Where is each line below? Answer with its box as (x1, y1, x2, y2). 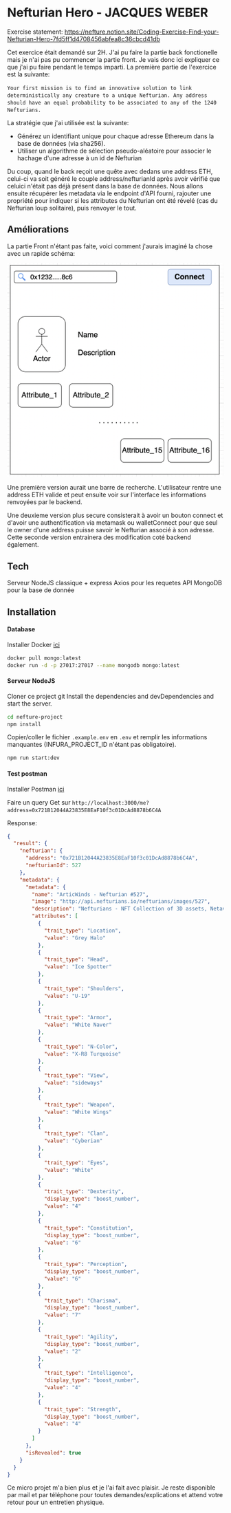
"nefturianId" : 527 (25, 862, 81, 869)
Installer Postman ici (7, 785, 65, 793)
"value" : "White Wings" (43, 1109, 112, 1115)
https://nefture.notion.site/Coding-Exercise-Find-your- (64, 28, 219, 36)
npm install (7, 721, 41, 728)
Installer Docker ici (7, 640, 60, 649)
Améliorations (7, 224, 69, 235)
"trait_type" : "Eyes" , (43, 1159, 109, 1166)
